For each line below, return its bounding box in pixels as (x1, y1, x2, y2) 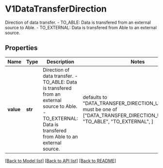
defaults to (82, 94, 108, 101)
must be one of (82, 106, 117, 113)
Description (47, 58, 74, 65)
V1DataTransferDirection (5, 3, 107, 15)
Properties (5, 44, 38, 52)
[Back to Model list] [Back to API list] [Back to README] (5, 158, 116, 164)
